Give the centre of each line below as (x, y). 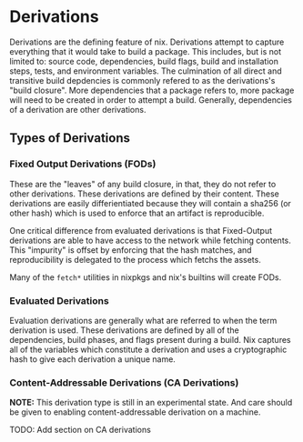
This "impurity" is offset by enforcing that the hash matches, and (131, 250)
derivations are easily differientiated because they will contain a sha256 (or (150, 203)
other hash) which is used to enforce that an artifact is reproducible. (137, 213)
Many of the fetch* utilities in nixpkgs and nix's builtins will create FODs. (146, 277)
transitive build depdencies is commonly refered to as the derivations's (142, 80)
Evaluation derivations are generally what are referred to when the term (143, 320)
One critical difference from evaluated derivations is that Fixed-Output (141, 230)
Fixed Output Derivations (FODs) (83, 164)
